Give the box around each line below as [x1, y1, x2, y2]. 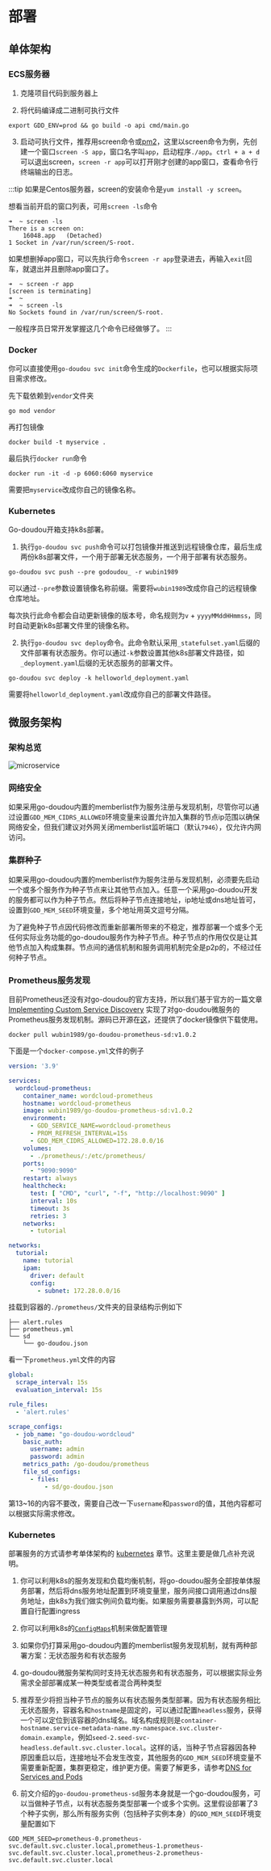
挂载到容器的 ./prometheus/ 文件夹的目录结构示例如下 [8, 1302, 183, 1312]
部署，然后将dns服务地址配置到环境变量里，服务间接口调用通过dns [27, 1586, 250, 1595]
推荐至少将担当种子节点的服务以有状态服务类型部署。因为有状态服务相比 [19, 1695, 261, 1705]
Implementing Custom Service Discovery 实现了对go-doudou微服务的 [8, 1005, 240, 1014]
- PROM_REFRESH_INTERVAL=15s [29, 1129, 128, 1138]
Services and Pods [19, 1772, 83, 1781]
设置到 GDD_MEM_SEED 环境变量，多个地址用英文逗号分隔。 [8, 904, 194, 914]
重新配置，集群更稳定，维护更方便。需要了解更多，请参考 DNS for [34, 1763, 252, 1772]
